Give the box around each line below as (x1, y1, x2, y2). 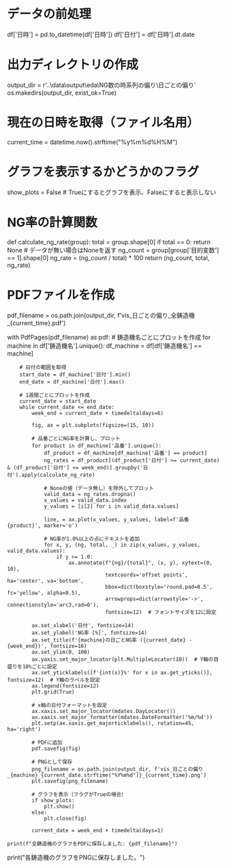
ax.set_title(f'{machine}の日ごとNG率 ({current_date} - (32, 636, 192, 644)
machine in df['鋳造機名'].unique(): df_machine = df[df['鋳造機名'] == (7, 341, 202, 350)
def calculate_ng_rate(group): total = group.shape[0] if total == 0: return (7, 237, 211, 246)
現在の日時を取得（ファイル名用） (7, 115, 200, 130)
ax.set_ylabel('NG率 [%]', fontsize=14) (32, 629, 147, 636)
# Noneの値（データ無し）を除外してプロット (43, 484, 154, 491)
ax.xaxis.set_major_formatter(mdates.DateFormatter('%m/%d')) (32, 714, 213, 720)
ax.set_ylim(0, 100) (32, 648, 90, 655)
